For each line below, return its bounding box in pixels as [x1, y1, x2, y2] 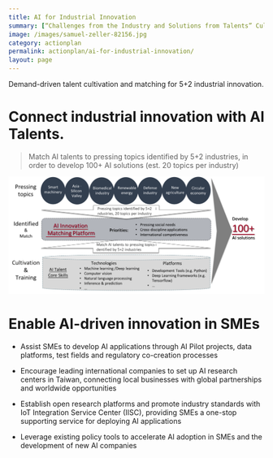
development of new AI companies [19, 440, 137, 450]
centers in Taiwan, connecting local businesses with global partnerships [19, 374, 262, 384]
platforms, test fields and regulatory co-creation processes [19, 350, 218, 360]
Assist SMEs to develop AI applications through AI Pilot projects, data [19, 341, 252, 351]
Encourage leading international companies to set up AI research [19, 365, 238, 375]
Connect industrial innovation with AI [8, 108, 265, 126]
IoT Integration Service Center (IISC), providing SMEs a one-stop [19, 407, 237, 417]
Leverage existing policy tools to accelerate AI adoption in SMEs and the [19, 431, 262, 442]
